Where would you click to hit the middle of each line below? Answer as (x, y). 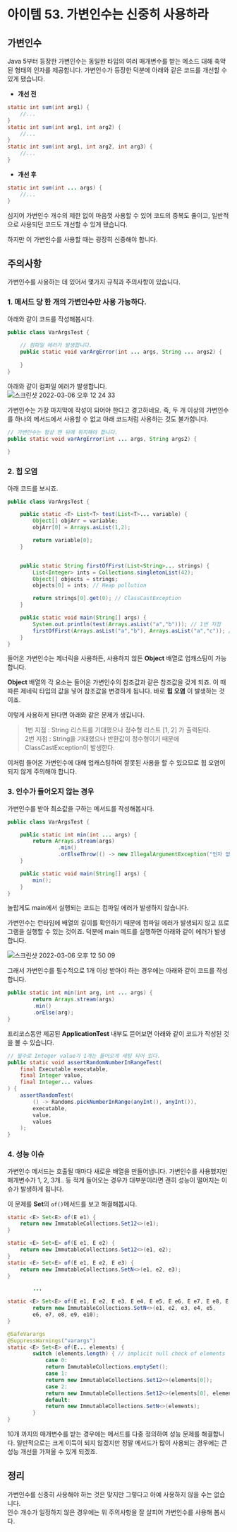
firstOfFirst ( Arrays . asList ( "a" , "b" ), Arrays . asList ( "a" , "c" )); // (134, 630)
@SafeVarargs (26, 1334)
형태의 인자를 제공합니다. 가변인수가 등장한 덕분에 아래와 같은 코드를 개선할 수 (121, 70)
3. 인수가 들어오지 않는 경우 (51, 792)
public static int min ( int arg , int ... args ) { (80, 993)
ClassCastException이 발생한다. (69, 748)
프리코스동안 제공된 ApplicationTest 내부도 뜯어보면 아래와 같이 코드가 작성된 (115, 1033)
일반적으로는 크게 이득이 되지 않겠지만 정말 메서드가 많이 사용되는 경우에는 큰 (122, 1443)
